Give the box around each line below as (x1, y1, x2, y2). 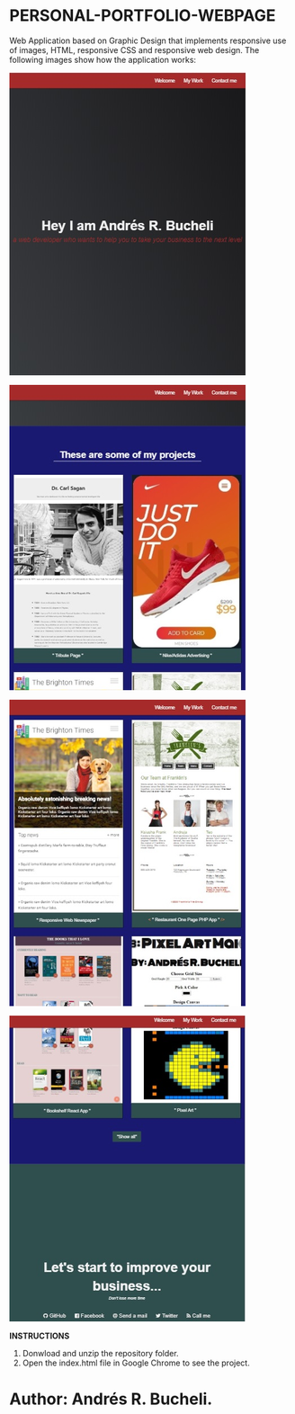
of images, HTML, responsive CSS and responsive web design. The (9, 44, 260, 55)
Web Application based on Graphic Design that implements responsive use (9, 35, 287, 46)
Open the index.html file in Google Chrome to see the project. (22, 1357, 250, 1368)
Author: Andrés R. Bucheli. (9, 1389, 213, 1410)
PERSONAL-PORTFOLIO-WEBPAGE (9, 5, 276, 26)
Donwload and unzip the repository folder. (22, 1347, 179, 1358)
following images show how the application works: (9, 54, 196, 65)
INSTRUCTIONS (9, 1330, 70, 1341)
